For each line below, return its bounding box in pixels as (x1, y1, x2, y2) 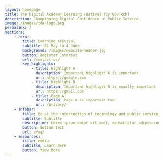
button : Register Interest (22, 52, 78, 58)
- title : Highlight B (31, 80, 76, 84)
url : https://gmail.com (36, 89, 84, 94)
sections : (5, 30, 25, 35)
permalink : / (5, 25, 32, 30)
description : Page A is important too (36, 98, 115, 103)
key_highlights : (22, 61, 56, 66)
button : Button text (22, 125, 64, 130)
